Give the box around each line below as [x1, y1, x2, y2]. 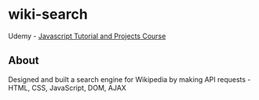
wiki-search [8, 5, 88, 23]
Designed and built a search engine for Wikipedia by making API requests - [8, 74, 251, 84]
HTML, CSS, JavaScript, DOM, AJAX [8, 83, 127, 92]
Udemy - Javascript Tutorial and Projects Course [8, 31, 166, 41]
